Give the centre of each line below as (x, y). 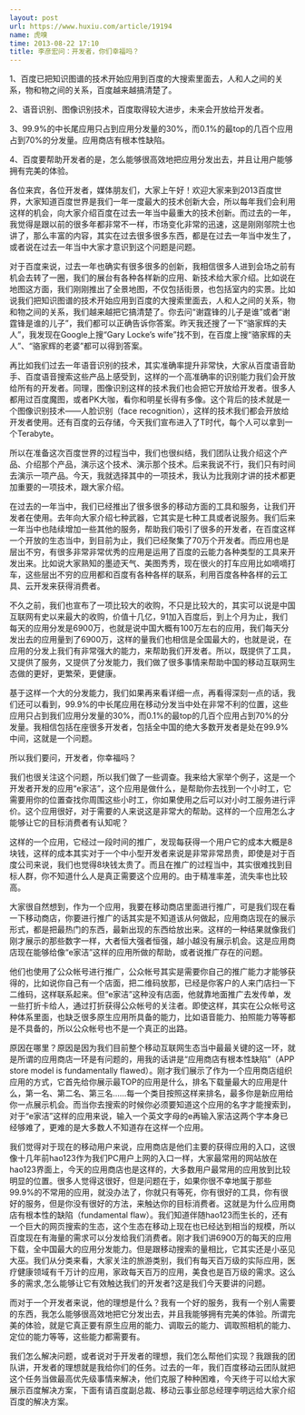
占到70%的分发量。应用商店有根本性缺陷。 (90, 140)
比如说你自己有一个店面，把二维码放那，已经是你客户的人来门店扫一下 (164, 983)
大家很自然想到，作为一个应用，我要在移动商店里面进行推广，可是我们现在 (148, 907)
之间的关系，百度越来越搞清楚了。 (113, 90)
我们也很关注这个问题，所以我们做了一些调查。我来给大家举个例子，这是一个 (152, 777)
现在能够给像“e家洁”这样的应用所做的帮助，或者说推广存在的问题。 (142, 953)
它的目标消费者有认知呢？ (81, 823)
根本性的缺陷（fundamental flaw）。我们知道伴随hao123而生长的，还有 (157, 1215)
